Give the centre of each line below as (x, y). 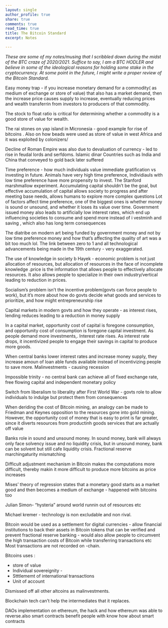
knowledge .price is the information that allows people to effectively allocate (84, 269)
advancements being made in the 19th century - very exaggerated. (74, 249)
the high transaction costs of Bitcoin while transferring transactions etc (78, 540)
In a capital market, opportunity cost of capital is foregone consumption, (80, 325)
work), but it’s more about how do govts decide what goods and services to (83, 295)
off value (14, 428)
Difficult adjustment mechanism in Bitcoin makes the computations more (80, 464)
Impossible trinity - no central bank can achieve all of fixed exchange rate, (82, 377)
